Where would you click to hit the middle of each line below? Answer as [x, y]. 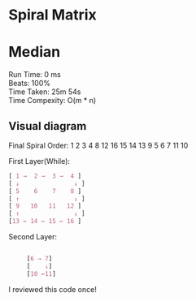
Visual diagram [48, 126]
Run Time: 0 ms [35, 75]
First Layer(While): [39, 161]
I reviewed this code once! [53, 289]
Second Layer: [33, 237]
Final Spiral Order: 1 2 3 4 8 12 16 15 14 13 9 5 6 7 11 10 [98, 145]
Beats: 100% [30, 84]
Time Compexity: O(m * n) [52, 101]
